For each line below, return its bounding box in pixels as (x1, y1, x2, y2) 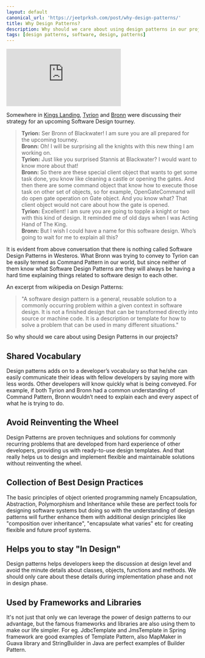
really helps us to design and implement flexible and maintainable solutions (6, 453, 195, 460)
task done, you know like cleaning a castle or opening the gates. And (21, 175, 195, 182)
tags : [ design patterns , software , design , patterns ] (6, 32, 146, 38)
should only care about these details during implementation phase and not (6, 573, 193, 580)
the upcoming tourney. (21, 136, 79, 144)
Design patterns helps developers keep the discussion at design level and (6, 560, 192, 567)
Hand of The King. (21, 221, 68, 228)
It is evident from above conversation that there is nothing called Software (6, 245, 192, 253)
